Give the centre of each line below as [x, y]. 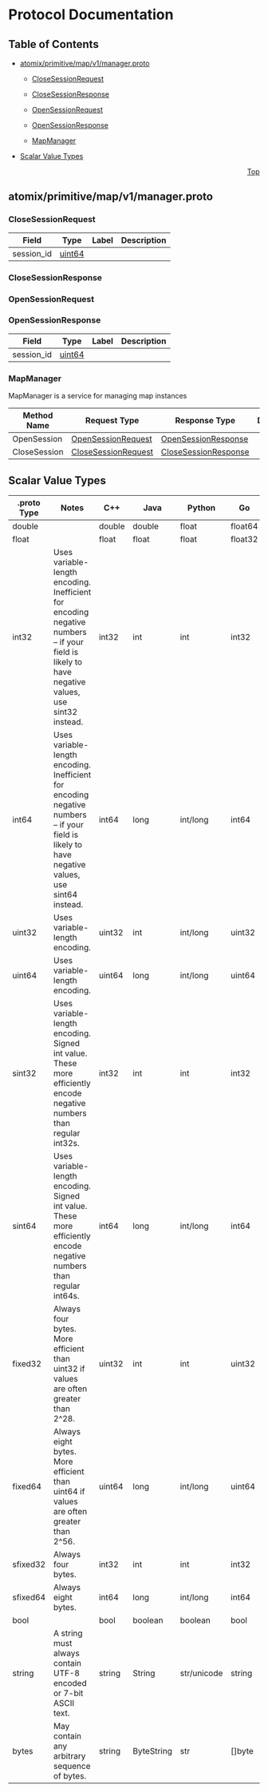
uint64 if [69, 1491]
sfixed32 [29, 1564]
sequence [72, 1766]
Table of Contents [54, 44]
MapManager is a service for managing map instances [98, 396]
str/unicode [201, 1673]
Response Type [205, 421]
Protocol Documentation [91, 15]
